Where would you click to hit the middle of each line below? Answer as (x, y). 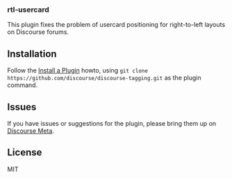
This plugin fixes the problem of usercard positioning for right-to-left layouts (116, 25)
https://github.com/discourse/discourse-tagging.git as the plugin (104, 78)
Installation (32, 54)
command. (23, 85)
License (25, 152)
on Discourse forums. (38, 32)
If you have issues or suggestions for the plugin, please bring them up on (112, 123)
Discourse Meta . (31, 131)
